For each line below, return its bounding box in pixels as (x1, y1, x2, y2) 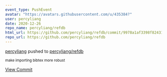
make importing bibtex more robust (5, 58, 66, 63)
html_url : (5, 30, 26, 35)
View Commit (5, 66, 33, 72)
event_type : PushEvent (5, 7, 52, 12)
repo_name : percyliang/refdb (5, 26, 66, 31)
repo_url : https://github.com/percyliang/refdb (5, 35, 106, 40)
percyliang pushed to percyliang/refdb (5, 48, 83, 54)
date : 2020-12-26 (5, 21, 41, 26)
